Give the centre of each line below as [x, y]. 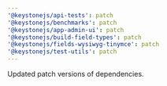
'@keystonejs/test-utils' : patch [62, 52]
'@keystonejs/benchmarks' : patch [62, 23]
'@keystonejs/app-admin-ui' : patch [66, 30]
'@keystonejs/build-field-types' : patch [75, 37]
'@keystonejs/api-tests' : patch [60, 15]
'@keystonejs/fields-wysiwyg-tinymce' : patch [83, 45]
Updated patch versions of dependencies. [76, 74]
